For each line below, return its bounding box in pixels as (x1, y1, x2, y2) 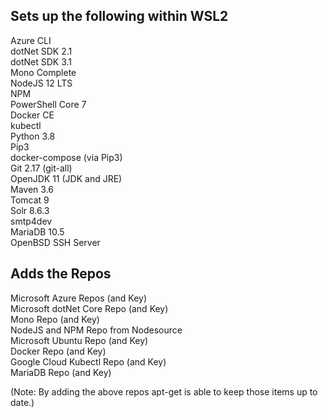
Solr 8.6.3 (10, 204, 50, 216)
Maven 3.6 (10, 183, 54, 195)
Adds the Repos (10, 265, 112, 283)
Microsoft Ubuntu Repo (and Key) (10, 334, 149, 346)
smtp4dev (10, 215, 53, 227)
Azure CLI (10, 34, 52, 46)
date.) (10, 396, 35, 408)
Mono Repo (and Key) (10, 313, 100, 325)
